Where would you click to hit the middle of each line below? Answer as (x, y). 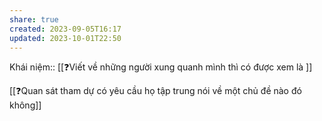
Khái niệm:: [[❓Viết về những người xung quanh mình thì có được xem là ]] (161, 67)
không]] (25, 105)
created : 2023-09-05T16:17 (65, 29)
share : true (34, 19)
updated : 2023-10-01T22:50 (65, 38)
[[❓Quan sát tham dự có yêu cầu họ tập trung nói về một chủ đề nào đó (155, 91)
